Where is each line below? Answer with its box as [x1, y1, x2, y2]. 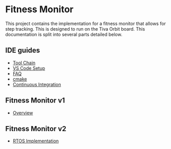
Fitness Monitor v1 [5, 96, 65, 105]
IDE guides [5, 46, 40, 55]
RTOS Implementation [12, 138, 59, 144]
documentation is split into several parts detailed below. [5, 31, 123, 37]
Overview [12, 110, 33, 116]
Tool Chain [12, 60, 36, 66]
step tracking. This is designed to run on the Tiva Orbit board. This [5, 26, 145, 32]
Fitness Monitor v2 [5, 124, 66, 133]
